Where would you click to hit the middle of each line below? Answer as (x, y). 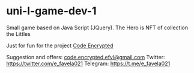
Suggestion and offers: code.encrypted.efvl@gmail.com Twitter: (86, 57)
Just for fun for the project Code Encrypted (60, 45)
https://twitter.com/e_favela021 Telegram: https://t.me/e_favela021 (88, 63)
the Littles (19, 34)
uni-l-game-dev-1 (52, 11)
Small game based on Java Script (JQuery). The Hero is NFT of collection (97, 28)
